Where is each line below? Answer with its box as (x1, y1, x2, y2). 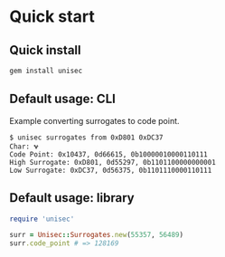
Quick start (9, 6, 95, 27)
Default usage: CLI (9, 91, 116, 107)
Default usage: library (9, 190, 135, 205)
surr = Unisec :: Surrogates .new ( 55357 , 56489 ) (9, 231, 183, 240)
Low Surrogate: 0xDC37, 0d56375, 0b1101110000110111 (9, 166, 212, 175)
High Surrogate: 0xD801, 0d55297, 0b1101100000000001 (9, 157, 217, 167)
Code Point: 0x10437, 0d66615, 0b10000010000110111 (9, 149, 208, 159)
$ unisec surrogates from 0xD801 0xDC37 (9, 133, 164, 142)
